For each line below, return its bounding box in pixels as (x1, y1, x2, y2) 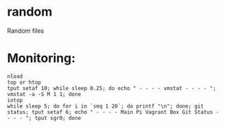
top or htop (7, 79, 41, 86)
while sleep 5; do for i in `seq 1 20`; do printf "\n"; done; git (7, 103, 204, 110)
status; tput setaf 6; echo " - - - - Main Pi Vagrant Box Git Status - (7, 108, 220, 116)
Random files (7, 27, 45, 35)
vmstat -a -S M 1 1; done (7, 91, 81, 97)
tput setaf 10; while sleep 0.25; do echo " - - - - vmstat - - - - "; (7, 84, 216, 92)
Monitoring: (7, 50, 76, 66)
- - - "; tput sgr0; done (7, 114, 81, 121)
